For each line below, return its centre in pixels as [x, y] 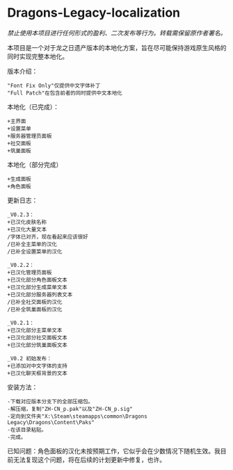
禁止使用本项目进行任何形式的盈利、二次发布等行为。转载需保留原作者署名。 [117, 33]
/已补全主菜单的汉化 [32, 244]
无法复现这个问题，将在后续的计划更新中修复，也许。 [89, 460]
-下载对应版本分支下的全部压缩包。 [50, 401]
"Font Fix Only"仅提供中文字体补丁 [54, 86]
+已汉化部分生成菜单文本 [37, 287]
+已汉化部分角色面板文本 [37, 279]
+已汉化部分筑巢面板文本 [37, 345]
